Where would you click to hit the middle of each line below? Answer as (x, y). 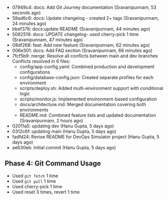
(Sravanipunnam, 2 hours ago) (51, 121)
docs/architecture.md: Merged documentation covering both (83, 104)
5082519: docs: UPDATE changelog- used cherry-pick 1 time (75, 34)
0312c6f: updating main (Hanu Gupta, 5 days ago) (64, 131)
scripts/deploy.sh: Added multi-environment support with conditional (91, 88)
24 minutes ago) (29, 23)
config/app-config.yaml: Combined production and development (87, 66)
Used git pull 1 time (34, 181)
